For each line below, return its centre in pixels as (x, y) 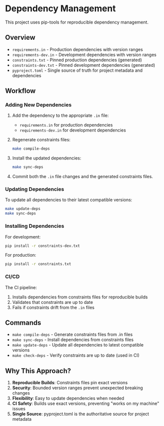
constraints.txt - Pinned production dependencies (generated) (77, 60)
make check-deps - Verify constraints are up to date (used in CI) (76, 355)
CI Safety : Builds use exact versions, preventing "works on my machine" (86, 403)
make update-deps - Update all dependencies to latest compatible (78, 345)
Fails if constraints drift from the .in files (53, 307)
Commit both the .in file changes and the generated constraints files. (82, 177)
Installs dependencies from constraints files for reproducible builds (80, 297)
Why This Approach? (38, 371)
